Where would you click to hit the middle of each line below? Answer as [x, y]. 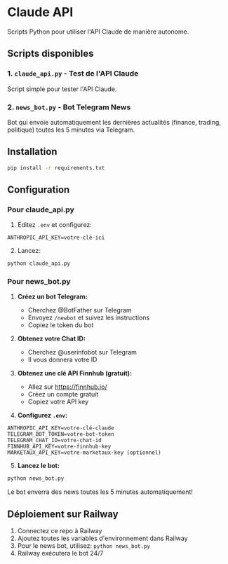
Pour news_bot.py [39, 282]
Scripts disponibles [51, 54]
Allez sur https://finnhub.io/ [67, 387]
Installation [32, 152]
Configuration [39, 190]
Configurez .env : [42, 415]
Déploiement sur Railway [63, 514]
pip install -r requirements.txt [56, 168]
